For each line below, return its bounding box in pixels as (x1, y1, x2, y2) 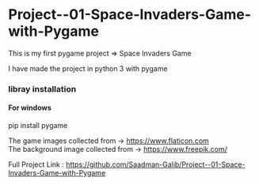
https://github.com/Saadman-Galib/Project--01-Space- (66, 160, 246, 169)
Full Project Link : (8, 160, 65, 169)
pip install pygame (8, 121, 68, 130)
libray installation (8, 83, 77, 94)
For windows (8, 103, 51, 112)
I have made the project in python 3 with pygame (8, 63, 168, 73)
